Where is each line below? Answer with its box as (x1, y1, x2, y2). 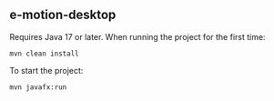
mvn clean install (9, 49, 79, 58)
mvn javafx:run (9, 82, 67, 92)
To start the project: (9, 65, 84, 76)
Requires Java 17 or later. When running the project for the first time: (9, 31, 266, 42)
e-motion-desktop (9, 7, 117, 23)
